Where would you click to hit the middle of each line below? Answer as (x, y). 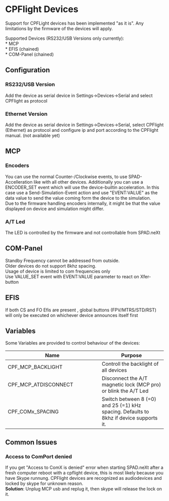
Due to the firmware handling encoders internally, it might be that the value (83, 203)
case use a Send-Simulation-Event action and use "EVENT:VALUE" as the (81, 193)
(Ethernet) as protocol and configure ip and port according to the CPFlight (82, 130)
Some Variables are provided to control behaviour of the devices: (73, 343)
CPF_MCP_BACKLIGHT (35, 367)
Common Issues (31, 442)
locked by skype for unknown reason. (44, 483)
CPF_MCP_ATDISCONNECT (41, 385)
